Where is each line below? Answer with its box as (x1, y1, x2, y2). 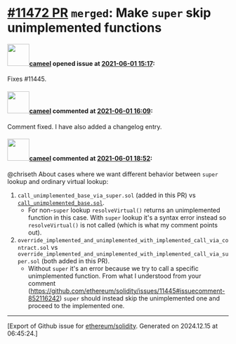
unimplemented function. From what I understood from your (27, 272, 202, 280)
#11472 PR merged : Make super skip (7, 5, 211, 21)
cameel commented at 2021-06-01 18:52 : (29, 154, 153, 163)
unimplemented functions (7, 20, 162, 36)
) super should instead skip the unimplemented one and (59, 293, 220, 303)
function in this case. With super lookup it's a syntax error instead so (27, 213, 227, 222)
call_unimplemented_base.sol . (17, 198, 105, 206)
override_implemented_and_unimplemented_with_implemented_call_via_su (17, 251, 229, 258)
